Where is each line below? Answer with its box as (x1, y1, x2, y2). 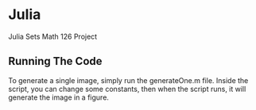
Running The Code (8, 55, 103, 68)
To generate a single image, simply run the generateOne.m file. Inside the (8, 75, 249, 85)
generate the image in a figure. (8, 93, 110, 102)
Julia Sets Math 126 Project (8, 32, 98, 41)
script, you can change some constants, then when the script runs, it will (8, 84, 246, 93)
